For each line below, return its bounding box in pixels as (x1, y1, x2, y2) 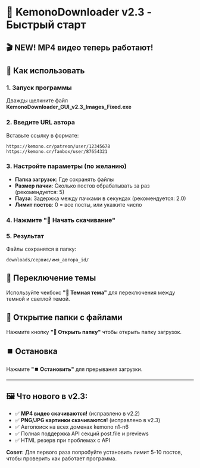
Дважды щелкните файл (6, 97, 68, 104)
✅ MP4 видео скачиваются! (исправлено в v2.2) (14, 410, 140, 417)
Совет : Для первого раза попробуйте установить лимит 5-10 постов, (6, 449, 183, 456)
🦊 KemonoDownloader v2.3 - (6, 5, 152, 19)
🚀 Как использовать (6, 65, 85, 76)
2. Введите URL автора (6, 118, 76, 127)
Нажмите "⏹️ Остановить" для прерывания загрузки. (6, 366, 143, 373)
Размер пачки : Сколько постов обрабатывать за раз (14, 182, 150, 189)
